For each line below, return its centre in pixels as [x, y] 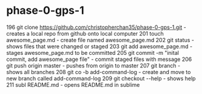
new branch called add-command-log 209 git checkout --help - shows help [101, 78]
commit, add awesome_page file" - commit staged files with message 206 [99, 59]
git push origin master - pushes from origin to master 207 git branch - [93, 65]
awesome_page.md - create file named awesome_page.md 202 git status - [100, 40]
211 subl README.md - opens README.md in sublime [73, 84]
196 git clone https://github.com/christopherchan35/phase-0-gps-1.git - [96, 27]
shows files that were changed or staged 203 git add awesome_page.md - [99, 46]
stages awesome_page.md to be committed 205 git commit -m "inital [93, 52]
